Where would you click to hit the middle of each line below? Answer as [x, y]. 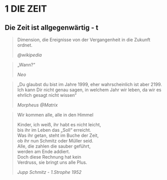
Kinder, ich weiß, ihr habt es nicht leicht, [59, 124]
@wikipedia [29, 55]
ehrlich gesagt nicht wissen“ [47, 95]
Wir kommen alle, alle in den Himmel [55, 115]
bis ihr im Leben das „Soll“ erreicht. [54, 130]
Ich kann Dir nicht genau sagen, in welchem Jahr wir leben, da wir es [89, 90]
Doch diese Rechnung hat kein [49, 157]
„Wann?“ [26, 65]
